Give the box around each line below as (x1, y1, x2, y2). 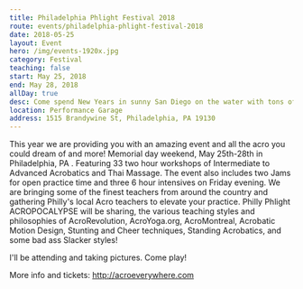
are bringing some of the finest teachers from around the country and (9, 187, 269, 198)
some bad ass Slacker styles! (9, 235, 118, 246)
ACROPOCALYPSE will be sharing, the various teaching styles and (9, 206, 255, 217)
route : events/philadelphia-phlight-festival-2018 (9, 22, 204, 31)
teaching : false (9, 64, 70, 73)
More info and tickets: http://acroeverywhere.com (9, 270, 195, 281)
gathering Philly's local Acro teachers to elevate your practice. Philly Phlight (9, 196, 291, 208)
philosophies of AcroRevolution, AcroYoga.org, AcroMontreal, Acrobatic (9, 216, 276, 227)
